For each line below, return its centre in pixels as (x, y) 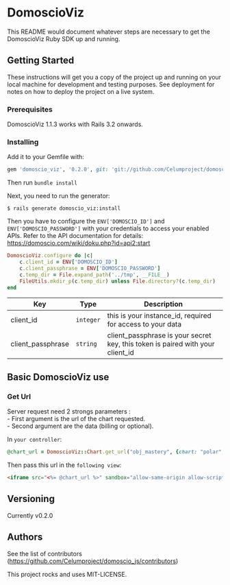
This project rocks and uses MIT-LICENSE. (67, 574)
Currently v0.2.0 (30, 515)
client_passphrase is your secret (159, 335)
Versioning (31, 499)
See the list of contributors (44, 553)
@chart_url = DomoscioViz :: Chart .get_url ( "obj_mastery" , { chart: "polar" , (116, 452)
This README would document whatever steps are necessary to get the (108, 32)
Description (163, 305)
